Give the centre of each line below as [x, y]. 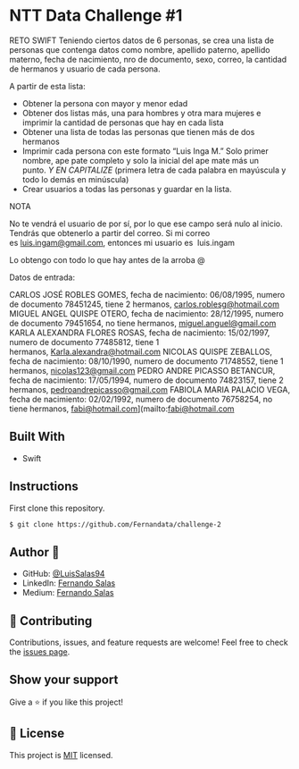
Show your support [64, 680]
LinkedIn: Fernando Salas [69, 583]
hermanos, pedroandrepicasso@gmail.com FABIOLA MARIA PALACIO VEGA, [150, 389]
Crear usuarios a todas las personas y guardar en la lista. [127, 189]
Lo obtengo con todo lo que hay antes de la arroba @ [107, 259]
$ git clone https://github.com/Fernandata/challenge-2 [115, 524]
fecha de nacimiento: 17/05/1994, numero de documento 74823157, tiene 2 [146, 380]
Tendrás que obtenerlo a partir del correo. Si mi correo [110, 232]
